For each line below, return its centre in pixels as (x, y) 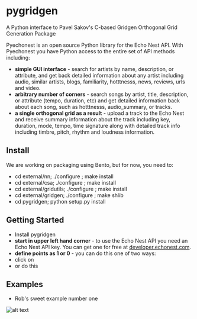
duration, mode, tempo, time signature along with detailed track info (97, 125)
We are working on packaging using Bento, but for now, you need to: (90, 165)
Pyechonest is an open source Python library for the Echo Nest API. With (95, 45)
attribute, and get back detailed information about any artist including (99, 75)
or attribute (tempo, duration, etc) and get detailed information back (97, 100)
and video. (28, 88)
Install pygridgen (35, 234)
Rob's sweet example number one (56, 299)
